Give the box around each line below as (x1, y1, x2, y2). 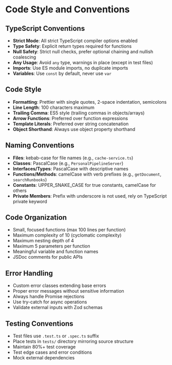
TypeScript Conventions (5, 24, 85, 33)
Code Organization (5, 213, 67, 222)
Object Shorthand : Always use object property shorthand (12, 126, 136, 132)
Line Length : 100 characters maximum (12, 104, 95, 110)
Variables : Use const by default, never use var (12, 70, 112, 76)
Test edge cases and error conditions (12, 349, 92, 355)
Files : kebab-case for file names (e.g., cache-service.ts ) (12, 155, 133, 161)
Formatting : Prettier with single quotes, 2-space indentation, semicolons (12, 99, 167, 105)
